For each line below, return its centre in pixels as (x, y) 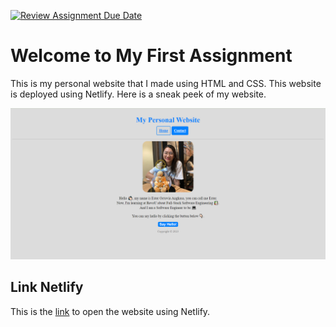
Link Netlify (47, 287)
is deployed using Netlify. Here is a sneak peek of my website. (138, 94)
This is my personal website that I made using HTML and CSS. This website (166, 83)
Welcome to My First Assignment (151, 56)
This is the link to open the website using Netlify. (110, 311)
